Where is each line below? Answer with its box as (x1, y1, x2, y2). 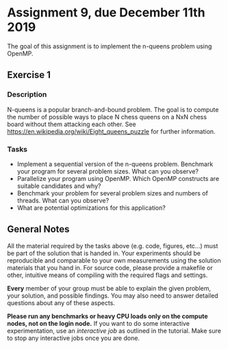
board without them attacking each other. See (7, 120, 136, 128)
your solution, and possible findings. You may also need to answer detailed (7, 291, 218, 300)
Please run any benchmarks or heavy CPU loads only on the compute (7, 312, 208, 320)
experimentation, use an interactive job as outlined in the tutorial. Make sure (7, 326, 221, 335)
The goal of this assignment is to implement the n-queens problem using (7, 42, 212, 50)
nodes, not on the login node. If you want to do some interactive (7, 319, 190, 327)
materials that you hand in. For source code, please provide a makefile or (7, 263, 214, 272)
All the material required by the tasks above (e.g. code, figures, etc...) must (7, 241, 218, 250)
